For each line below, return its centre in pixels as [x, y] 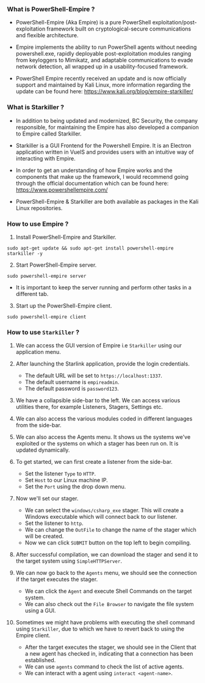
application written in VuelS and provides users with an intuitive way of [105, 152]
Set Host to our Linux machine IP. [67, 480]
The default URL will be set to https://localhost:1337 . [93, 376]
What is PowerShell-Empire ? [51, 9]
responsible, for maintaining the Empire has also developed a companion [107, 127]
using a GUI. [40, 611]
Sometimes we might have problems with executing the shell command [105, 623]
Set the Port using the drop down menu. [75, 486]
